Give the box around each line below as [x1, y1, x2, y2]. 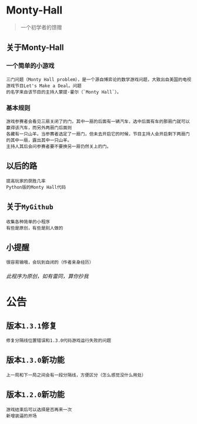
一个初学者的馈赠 [20, 24, 62, 31]
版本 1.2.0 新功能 [6, 389, 65, 400]
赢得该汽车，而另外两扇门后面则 [6, 125, 72, 131]
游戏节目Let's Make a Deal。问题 [6, 83, 82, 89]
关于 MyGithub [6, 202, 54, 212]
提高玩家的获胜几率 [6, 178, 46, 184]
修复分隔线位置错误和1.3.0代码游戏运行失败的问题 [6, 338, 112, 343]
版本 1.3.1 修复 [6, 320, 57, 330]
